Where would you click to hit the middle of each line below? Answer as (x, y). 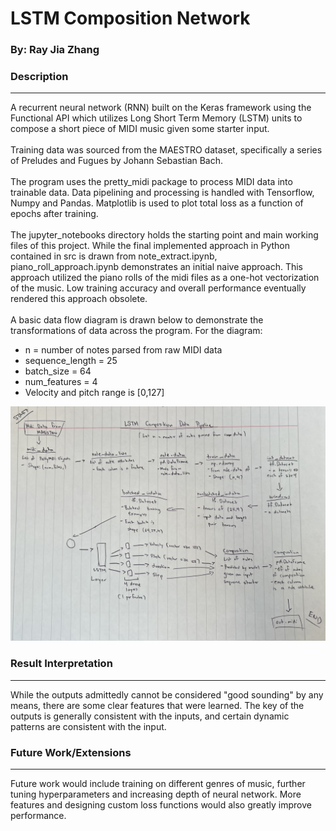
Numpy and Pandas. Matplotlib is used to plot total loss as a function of (157, 203)
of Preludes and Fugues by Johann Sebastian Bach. (117, 161)
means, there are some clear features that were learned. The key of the (157, 705)
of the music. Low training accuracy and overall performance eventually (158, 288)
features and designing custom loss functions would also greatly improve (161, 805)
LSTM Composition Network (130, 18)
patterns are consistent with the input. (88, 726)
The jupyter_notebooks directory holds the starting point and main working (164, 235)
